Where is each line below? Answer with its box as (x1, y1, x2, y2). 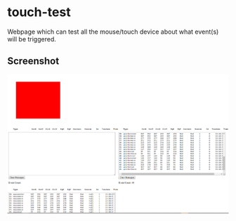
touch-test (7, 4, 72, 20)
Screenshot (7, 55, 60, 67)
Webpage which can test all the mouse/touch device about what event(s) (7, 27, 219, 36)
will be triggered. (7, 34, 56, 43)
